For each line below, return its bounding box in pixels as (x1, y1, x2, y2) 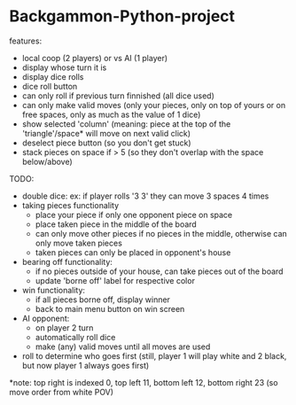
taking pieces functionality (21, 199, 120, 210)
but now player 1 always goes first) (21, 360, 150, 370)
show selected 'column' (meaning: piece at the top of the (21, 118, 231, 129)
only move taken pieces (35, 238, 122, 248)
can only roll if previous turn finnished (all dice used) (21, 90, 215, 101)
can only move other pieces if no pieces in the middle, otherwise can (35, 228, 288, 238)
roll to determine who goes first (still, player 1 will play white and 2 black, (21, 350, 287, 361)
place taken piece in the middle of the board (35, 219, 197, 230)
